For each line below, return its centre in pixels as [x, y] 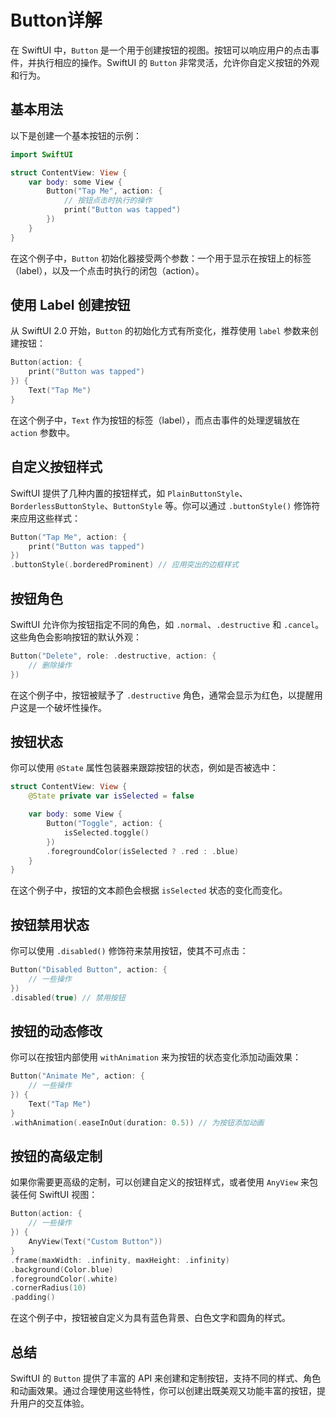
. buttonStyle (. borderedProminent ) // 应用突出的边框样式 [124, 565]
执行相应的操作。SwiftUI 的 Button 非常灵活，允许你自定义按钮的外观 [178, 62]
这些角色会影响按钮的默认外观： [76, 637]
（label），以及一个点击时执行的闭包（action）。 [107, 270]
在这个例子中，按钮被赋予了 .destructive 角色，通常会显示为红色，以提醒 [162, 695]
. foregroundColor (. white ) [64, 1279]
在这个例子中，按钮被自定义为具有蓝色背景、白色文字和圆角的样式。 [150, 1318]
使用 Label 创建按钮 [70, 305]
